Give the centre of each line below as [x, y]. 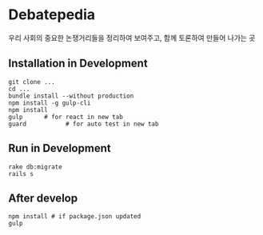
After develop [43, 198]
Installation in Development [78, 64]
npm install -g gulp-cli [50, 103]
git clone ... [32, 82]
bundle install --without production [71, 96]
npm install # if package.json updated [75, 217]
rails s [21, 173]
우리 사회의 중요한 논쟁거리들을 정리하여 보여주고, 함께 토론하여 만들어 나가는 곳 [132, 38]
